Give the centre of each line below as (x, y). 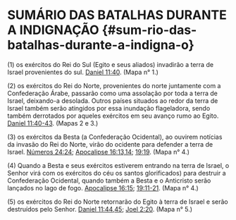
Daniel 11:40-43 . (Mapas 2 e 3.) (53, 123)
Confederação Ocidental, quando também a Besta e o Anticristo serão (109, 181)
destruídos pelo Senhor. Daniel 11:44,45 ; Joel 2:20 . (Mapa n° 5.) (100, 209)
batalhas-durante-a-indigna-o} (101, 45)
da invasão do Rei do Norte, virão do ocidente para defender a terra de (110, 144)
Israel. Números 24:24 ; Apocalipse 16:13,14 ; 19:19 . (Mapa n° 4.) (99, 152)
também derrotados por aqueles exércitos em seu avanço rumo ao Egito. (113, 116)
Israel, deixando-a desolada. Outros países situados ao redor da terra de (113, 100)
